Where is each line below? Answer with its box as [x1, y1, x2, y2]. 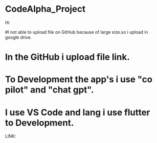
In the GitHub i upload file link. [5, 51, 130, 63]
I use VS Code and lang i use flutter [5, 107, 151, 118]
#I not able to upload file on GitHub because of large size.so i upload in [5, 29, 148, 35]
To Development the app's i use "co [5, 74, 153, 85]
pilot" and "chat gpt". [5, 84, 94, 95]
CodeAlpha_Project [5, 3, 86, 15]
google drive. [5, 34, 32, 40]
